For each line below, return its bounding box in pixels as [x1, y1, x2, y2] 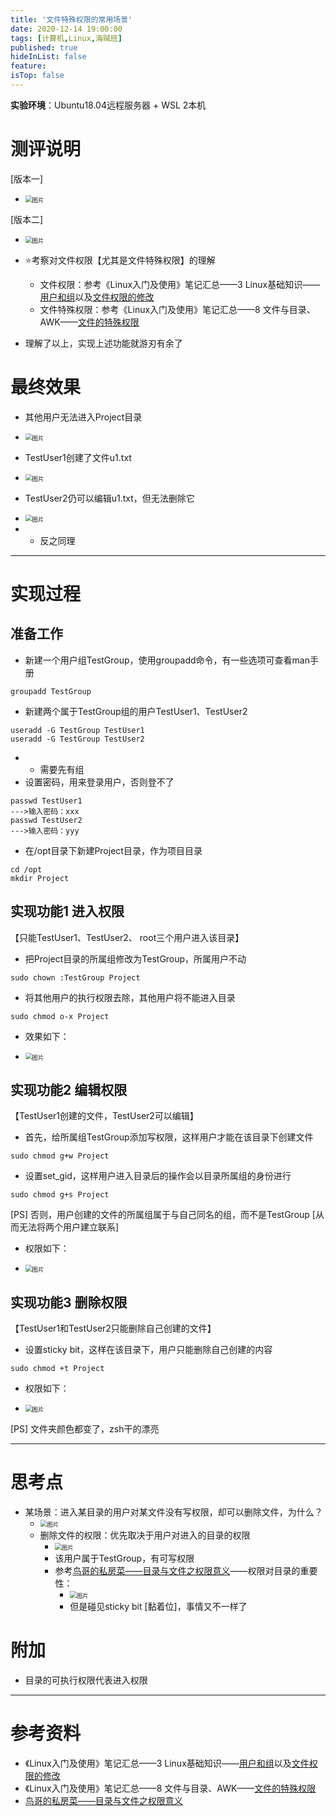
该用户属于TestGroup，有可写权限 [54, 1552, 195, 1565]
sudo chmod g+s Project [10, 1190, 110, 1200]
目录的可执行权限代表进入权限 [24, 1674, 148, 1686]
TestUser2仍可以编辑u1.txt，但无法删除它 [24, 492, 195, 504]
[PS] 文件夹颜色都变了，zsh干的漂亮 [10, 1423, 160, 1435]
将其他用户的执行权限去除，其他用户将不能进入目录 [24, 991, 236, 1003]
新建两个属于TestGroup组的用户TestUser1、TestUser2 [24, 705, 248, 717]
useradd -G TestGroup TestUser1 [10, 725, 145, 735]
